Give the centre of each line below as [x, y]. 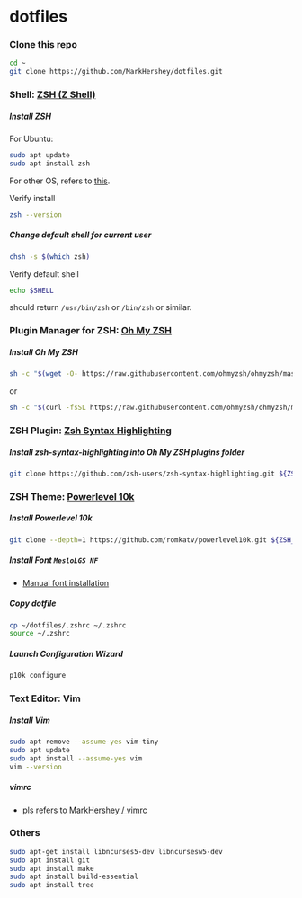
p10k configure [38, 676]
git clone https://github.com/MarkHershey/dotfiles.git [116, 72]
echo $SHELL [31, 290]
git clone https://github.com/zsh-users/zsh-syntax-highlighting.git [142, 474]
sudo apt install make [52, 868]
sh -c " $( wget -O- [44, 374]
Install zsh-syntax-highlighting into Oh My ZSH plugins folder [127, 452]
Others [25, 833]
